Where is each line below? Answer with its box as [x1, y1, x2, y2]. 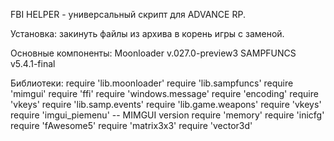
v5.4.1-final [10, 58, 56, 69]
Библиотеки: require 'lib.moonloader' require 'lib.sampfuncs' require [10, 77, 294, 89]
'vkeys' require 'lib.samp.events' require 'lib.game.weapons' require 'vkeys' [10, 99, 322, 110]
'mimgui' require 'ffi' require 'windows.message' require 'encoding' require [10, 88, 319, 99]
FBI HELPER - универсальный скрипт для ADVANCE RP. [10, 9, 246, 20]
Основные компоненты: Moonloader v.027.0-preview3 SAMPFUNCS [10, 47, 297, 59]
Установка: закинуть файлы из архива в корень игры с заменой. [10, 28, 285, 39]
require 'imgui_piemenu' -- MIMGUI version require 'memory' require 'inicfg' [10, 109, 325, 121]
